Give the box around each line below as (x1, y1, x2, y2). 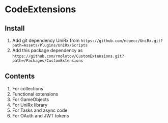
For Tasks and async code (12, 107, 68, 113)
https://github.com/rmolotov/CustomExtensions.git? (12, 54, 124, 59)
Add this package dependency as (12, 47, 83, 53)
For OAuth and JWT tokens (12, 112, 69, 118)
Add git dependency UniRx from (12, 37, 80, 43)
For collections (12, 85, 44, 91)
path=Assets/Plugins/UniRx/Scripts (12, 43, 88, 48)
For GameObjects (12, 96, 49, 103)
